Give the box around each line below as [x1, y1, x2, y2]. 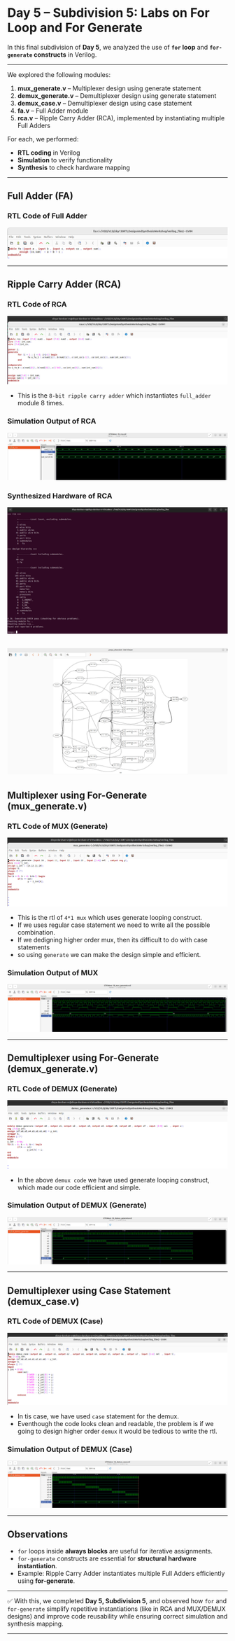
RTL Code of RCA [7, 300, 67, 309]
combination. [17, 928, 56, 937]
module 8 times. [17, 399, 64, 407]
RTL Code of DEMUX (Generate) [7, 1084, 117, 1094]
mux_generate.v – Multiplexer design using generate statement [17, 84, 201, 92]
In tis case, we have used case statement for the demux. [17, 1412, 180, 1420]
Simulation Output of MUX [7, 968, 99, 978]
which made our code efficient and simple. [17, 1183, 141, 1192]
